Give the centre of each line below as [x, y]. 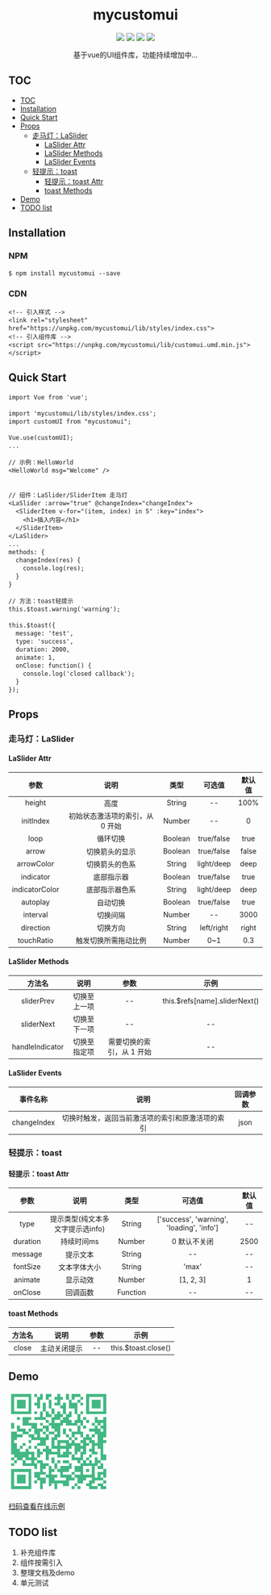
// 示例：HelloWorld [41, 462]
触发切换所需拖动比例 [111, 941]
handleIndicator [38, 1046]
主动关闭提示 [61, 1348]
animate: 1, [36, 658]
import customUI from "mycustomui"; [70, 421]
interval [35, 915]
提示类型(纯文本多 [79, 1219]
